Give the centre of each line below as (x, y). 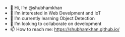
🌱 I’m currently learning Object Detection (52, 18)
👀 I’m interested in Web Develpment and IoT (55, 13)
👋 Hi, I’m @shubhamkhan (36, 8)
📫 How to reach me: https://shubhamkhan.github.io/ (65, 29)
